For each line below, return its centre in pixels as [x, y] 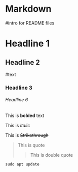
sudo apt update [22, 164]
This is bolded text [25, 116]
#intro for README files [30, 23]
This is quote [31, 145]
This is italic [18, 126]
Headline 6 [17, 100]
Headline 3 [19, 88]
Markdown [28, 9]
